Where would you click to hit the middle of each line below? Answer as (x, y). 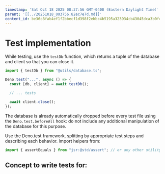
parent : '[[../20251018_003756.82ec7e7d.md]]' (54, 14)
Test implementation (48, 43)
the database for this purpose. (36, 126)
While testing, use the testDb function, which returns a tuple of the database (82, 56)
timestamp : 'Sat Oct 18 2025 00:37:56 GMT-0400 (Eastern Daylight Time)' (82, 10)
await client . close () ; (33, 102)
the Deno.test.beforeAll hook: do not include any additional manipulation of (82, 121)
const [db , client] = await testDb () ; (49, 84)
